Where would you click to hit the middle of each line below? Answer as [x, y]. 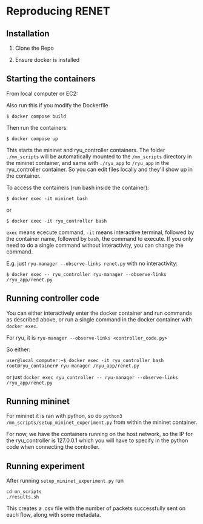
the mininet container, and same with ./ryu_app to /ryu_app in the [88, 163]
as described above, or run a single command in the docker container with [99, 319]
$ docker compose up [32, 139]
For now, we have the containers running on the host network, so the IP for [99, 434]
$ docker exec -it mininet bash [47, 198]
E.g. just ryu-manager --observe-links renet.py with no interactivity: [92, 263]
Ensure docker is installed [47, 60]
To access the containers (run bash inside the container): [78, 187]
